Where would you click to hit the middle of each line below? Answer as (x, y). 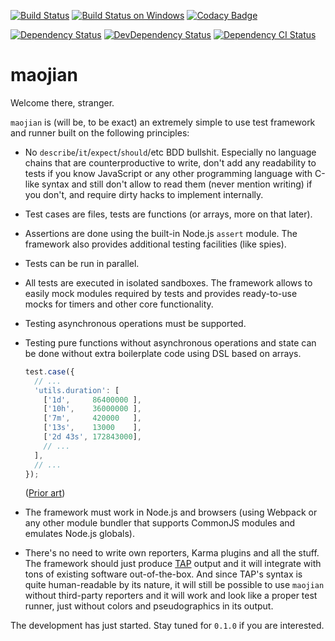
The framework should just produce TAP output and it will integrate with (173, 564)
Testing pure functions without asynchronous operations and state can (170, 342)
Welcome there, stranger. (62, 102)
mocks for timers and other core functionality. (119, 304)
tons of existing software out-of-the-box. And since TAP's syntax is (163, 574)
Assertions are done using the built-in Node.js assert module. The (161, 233)
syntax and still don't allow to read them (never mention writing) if (177, 184)
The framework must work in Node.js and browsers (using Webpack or (171, 512)
